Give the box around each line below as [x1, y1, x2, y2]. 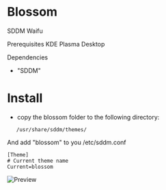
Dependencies [7, 53, 49, 62]
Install [7, 90, 43, 106]
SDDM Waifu [7, 27, 43, 35]
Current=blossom [7, 163, 53, 170]
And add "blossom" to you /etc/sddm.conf [7, 138, 126, 146]
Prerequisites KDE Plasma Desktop [7, 40, 105, 48]
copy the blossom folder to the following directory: [16, 113, 160, 121]
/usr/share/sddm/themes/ [16, 126, 87, 133]
